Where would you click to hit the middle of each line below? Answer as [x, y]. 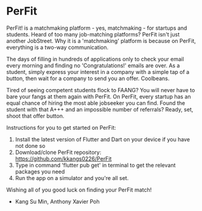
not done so [30, 146]
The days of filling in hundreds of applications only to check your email [95, 59]
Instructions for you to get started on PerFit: [61, 127]
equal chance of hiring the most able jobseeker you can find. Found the [96, 103]
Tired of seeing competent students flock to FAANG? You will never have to [101, 90]
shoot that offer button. [35, 116]
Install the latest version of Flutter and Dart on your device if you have [103, 139]
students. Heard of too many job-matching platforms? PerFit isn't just [93, 34]
